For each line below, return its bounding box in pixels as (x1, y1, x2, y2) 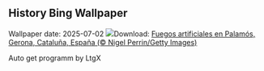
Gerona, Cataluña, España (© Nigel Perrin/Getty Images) (8, 37, 198, 47)
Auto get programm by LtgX (8, 52, 101, 63)
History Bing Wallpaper (8, 6, 128, 20)
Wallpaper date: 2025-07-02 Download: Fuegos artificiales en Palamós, (8, 28, 256, 39)
